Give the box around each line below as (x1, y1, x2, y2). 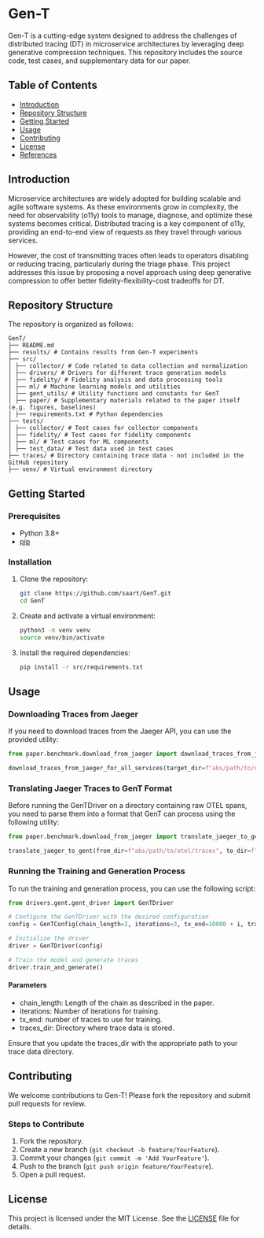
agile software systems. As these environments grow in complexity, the (8, 202, 239, 211)
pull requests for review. (8, 1099, 86, 1108)
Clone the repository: (19, 574, 89, 584)
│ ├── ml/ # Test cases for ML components (8, 438, 149, 446)
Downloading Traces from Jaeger (8, 709, 139, 720)
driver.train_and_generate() (8, 963, 104, 971)
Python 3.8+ (19, 528, 60, 538)
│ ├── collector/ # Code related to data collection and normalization (8, 362, 247, 370)
